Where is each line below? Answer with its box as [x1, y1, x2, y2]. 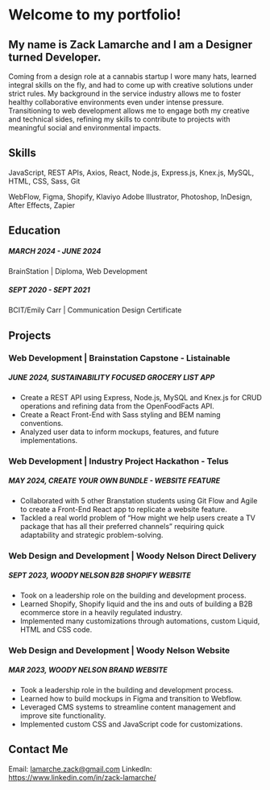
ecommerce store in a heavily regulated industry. [19, 608, 183, 618]
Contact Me [8, 742, 69, 756]
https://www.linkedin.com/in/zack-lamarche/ [8, 772, 157, 782]
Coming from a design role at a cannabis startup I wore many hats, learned [8, 72, 256, 81]
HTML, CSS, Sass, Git [8, 176, 81, 186]
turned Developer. [8, 50, 102, 64]
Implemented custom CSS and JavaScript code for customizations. [19, 719, 243, 730]
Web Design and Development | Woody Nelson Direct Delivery [8, 550, 257, 561]
